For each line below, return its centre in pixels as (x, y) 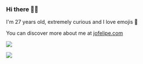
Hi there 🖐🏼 (22, 9)
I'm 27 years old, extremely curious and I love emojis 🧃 (72, 22)
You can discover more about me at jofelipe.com (64, 33)
